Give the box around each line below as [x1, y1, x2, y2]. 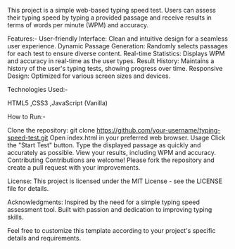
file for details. [7, 184, 49, 192]
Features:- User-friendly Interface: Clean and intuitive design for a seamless [7, 34, 229, 43]
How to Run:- [7, 112, 46, 121]
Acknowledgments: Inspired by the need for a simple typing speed [7, 198, 201, 206]
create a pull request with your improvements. [7, 163, 141, 171]
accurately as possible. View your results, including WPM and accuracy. [7, 149, 216, 156]
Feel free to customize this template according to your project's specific [7, 227, 216, 234]
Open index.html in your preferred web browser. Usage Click [49, 133, 226, 142]
